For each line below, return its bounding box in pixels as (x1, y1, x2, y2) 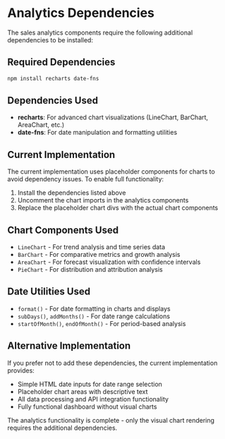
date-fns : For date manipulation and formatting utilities (17, 128, 178, 137)
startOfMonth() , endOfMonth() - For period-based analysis (17, 319, 186, 327)
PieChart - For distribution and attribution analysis (17, 265, 164, 274)
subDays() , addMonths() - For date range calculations (17, 312, 171, 320)
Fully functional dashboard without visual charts (17, 402, 157, 411)
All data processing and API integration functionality (17, 395, 169, 403)
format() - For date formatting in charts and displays (17, 304, 171, 313)
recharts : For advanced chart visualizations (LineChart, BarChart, (17, 113, 209, 121)
